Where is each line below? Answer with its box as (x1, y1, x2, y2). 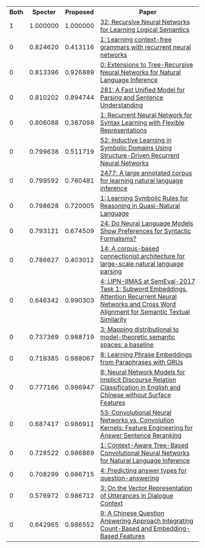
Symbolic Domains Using (100, 143, 172, 152)
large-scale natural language (100, 259, 184, 268)
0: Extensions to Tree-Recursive (100, 60, 193, 69)
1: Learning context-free (100, 35, 172, 43)
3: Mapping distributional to (100, 325, 179, 333)
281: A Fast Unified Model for (100, 85, 185, 94)
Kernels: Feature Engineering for (100, 424, 193, 432)
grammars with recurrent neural (100, 43, 191, 51)
